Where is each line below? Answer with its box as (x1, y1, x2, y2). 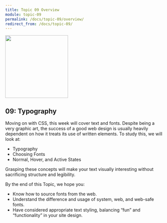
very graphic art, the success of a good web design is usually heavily (5, 126, 148, 132)
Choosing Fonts (12, 151, 45, 157)
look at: (5, 136, 21, 142)
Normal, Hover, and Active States (12, 156, 81, 163)
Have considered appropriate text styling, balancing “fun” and (12, 207, 140, 213)
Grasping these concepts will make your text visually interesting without (5, 166, 154, 172)
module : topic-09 (5, 12, 42, 17)
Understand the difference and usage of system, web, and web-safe (12, 196, 154, 202)
